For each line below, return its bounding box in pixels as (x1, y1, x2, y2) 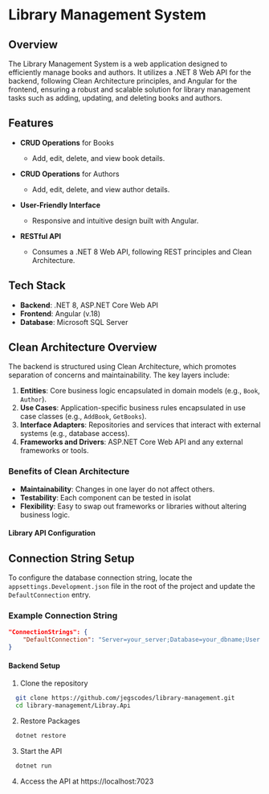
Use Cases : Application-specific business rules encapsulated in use (19, 403, 247, 413)
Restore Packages (19, 716, 80, 726)
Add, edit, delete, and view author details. (31, 184, 170, 194)
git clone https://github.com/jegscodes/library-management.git (15, 694, 235, 702)
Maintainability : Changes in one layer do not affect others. (19, 484, 215, 494)
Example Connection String (8, 610, 118, 621)
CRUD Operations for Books (19, 138, 115, 147)
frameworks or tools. (19, 446, 90, 455)
